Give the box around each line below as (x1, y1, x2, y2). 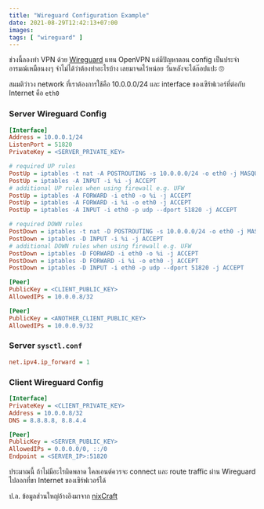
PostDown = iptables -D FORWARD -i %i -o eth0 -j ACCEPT (9, 257, 199, 265)
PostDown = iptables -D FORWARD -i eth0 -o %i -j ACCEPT (9, 249, 199, 258)
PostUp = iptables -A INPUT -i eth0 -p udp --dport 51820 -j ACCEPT (9, 206, 237, 214)
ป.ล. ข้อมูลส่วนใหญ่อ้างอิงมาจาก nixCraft (9, 492, 118, 501)
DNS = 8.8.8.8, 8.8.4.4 (9, 416, 87, 424)
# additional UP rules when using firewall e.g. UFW (9, 184, 185, 192)
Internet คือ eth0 (9, 88, 60, 98)
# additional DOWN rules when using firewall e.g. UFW (9, 242, 192, 250)
